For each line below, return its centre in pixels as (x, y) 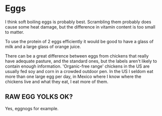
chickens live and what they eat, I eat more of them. (57, 81)
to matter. (15, 32)
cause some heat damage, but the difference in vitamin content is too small (80, 27)
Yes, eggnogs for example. (32, 108)
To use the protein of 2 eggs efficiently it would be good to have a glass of (79, 41)
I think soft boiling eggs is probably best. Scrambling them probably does (78, 22)
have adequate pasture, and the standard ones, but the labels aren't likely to (81, 61)
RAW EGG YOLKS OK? (39, 97)
